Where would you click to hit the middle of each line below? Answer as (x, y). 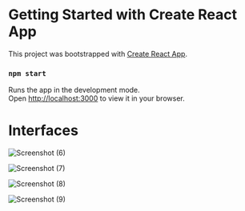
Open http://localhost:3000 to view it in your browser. (97, 98)
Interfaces (43, 131)
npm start (27, 73)
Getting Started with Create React (123, 15)
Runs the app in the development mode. (74, 90)
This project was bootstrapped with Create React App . (98, 54)
